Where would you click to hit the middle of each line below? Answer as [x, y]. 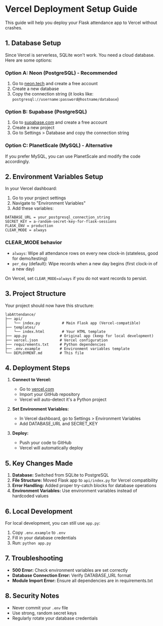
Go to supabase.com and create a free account [60, 122]
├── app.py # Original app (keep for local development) [79, 336]
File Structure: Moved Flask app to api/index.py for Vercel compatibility [85, 480]
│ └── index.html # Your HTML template [55, 331]
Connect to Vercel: [31, 380]
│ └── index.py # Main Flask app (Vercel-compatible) [73, 323]
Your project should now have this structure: [50, 305]
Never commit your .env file [40, 607]
